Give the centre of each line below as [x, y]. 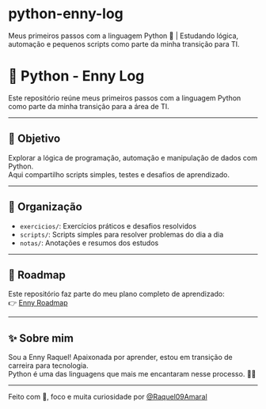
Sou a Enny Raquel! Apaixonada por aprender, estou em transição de [120, 358]
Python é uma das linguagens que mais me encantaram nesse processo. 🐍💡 [132, 374]
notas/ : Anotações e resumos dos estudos [89, 243]
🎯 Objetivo [34, 139]
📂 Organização [46, 207]
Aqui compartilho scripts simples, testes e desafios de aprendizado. [119, 174]
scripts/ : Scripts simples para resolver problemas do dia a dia [122, 234]
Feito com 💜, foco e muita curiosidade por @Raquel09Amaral [108, 397]
